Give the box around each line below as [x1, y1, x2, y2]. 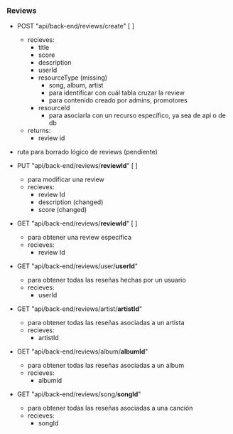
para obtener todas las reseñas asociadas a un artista [27, 319, 185, 327]
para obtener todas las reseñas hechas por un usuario [27, 276, 186, 285]
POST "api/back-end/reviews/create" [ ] [16, 22, 135, 31]
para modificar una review [27, 175, 104, 184]
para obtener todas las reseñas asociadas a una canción [27, 404, 193, 413]
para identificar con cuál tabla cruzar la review [48, 88, 185, 97]
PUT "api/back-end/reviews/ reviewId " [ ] [16, 162, 138, 170]
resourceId [38, 104, 70, 112]
